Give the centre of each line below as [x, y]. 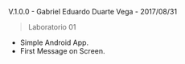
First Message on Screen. [63, 51]
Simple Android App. [54, 42]
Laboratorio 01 [52, 27]
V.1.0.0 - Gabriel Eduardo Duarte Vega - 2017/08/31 [93, 12]
